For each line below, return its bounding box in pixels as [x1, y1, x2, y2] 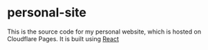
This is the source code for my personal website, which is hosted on [7, 27, 202, 36]
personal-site [7, 5, 86, 21]
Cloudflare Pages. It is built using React [7, 34, 120, 42]
